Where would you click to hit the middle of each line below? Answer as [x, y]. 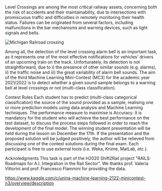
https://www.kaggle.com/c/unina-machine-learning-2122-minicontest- [75, 178]
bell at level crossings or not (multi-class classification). [60, 88]
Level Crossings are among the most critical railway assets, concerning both [81, 7]
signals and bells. [22, 33]
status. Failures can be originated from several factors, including [69, 22]
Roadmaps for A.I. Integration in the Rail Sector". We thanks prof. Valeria [77, 163]
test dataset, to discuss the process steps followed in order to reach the [77, 123]
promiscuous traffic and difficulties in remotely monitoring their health [74, 17]
